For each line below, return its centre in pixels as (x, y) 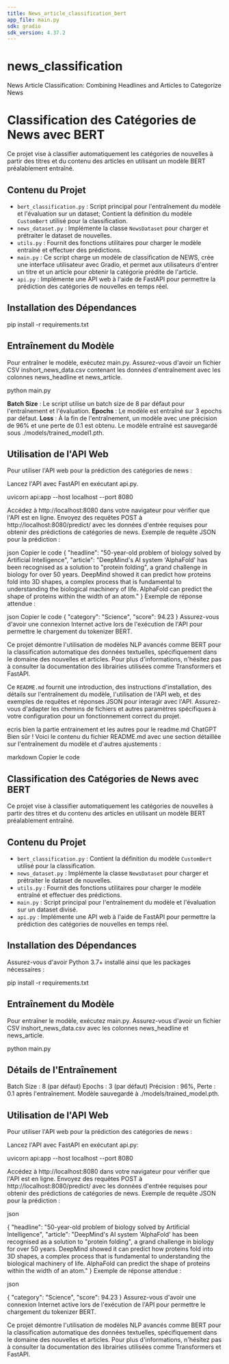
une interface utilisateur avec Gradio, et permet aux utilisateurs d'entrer (118, 264)
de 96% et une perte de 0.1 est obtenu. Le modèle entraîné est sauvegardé (112, 425)
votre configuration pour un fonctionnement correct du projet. (94, 716)
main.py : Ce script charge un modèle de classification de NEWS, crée (115, 257)
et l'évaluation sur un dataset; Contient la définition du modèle (105, 214)
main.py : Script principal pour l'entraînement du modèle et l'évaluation (117, 902)
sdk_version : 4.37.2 (37, 33)
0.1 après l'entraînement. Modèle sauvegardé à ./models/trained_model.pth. (113, 1094)
